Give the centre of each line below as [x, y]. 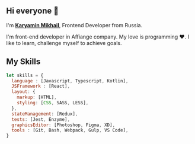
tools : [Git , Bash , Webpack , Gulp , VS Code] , [70, 130]
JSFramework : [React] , [41, 87]
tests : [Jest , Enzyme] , [41, 119]
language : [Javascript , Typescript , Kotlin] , [70, 81]
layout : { [23, 92]
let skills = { [25, 75]
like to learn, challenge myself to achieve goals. [64, 43]
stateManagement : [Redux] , [45, 114]
